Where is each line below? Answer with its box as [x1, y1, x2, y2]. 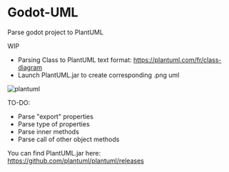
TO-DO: [7, 98, 31, 107]
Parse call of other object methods [17, 135, 120, 143]
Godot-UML [7, 4, 78, 21]
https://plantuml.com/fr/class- [133, 55, 222, 64]
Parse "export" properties [17, 112, 94, 121]
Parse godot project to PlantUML [7, 28, 103, 36]
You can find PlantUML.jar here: [7, 148, 101, 157]
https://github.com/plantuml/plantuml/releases [7, 156, 144, 165]
